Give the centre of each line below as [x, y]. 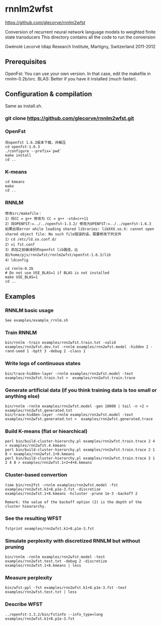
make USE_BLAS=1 [21, 277]
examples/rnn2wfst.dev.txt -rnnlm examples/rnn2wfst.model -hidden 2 [77, 347]
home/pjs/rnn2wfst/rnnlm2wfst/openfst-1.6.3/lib [61, 255]
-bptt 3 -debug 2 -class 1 [58, 351]
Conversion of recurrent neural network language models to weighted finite [81, 32]
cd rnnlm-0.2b [19, 269]
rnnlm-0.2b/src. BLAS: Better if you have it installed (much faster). [71, 78]
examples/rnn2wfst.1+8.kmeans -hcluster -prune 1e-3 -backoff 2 [71, 493]
